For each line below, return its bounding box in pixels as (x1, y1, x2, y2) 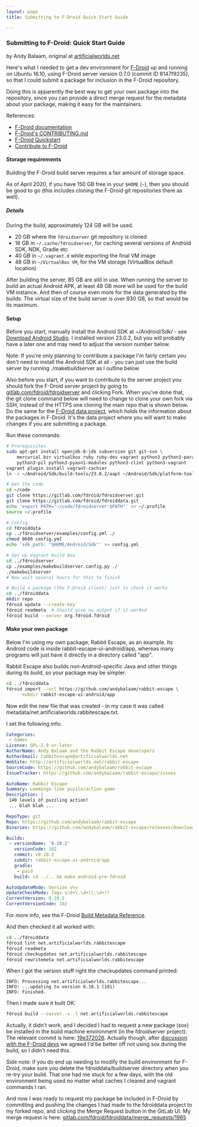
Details (6, 207, 24, 214)
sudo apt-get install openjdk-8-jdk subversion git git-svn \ (6, 449, 163, 455)
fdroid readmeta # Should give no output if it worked (6, 607, 147, 613)
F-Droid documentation (14, 123, 72, 130)
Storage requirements (6, 156, 62, 163)
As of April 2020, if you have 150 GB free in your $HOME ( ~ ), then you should (6, 181, 189, 187)
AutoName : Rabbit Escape (6, 780, 68, 787)
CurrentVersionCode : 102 (6, 901, 68, 907)
